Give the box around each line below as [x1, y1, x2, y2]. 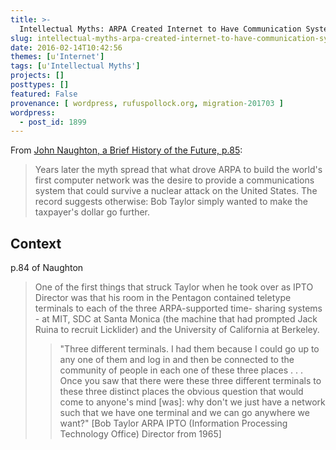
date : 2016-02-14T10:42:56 [10, 42, 123, 53]
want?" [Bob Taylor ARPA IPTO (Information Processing [59, 417, 288, 430]
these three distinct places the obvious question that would [59, 386, 304, 398]
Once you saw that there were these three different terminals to [59, 375, 322, 387]
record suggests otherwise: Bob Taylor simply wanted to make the [34, 196, 308, 208]
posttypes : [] [10, 80, 70, 90]
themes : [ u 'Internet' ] [10, 52, 105, 62]
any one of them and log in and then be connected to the [59, 354, 295, 366]
